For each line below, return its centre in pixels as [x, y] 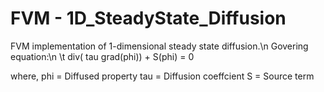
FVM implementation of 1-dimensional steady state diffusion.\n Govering [159, 46]
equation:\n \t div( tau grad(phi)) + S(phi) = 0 [102, 56]
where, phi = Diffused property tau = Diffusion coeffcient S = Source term [162, 76]
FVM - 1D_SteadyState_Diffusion [148, 18]
